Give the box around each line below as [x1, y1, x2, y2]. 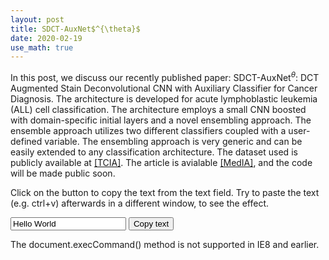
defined [10, 135, 43, 147]
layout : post [10, 14, 65, 25]
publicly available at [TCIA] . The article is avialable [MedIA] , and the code [10, 156, 313, 168]
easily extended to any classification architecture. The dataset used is [10, 146, 298, 158]
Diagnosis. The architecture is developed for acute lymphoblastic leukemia [10, 92, 318, 105]
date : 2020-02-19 [10, 33, 83, 43]
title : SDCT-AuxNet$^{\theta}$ [10, 24, 141, 34]
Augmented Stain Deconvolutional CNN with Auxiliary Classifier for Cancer [10, 82, 318, 94]
